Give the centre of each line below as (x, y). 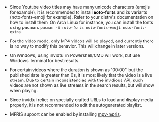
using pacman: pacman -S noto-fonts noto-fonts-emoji (65, 27)
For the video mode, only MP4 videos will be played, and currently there (82, 41)
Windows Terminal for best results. (44, 61)
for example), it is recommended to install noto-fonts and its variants (79, 12)
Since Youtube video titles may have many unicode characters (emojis (80, 7)
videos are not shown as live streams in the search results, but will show (82, 85)
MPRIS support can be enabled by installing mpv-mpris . (65, 114)
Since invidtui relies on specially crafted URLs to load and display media (81, 100)
